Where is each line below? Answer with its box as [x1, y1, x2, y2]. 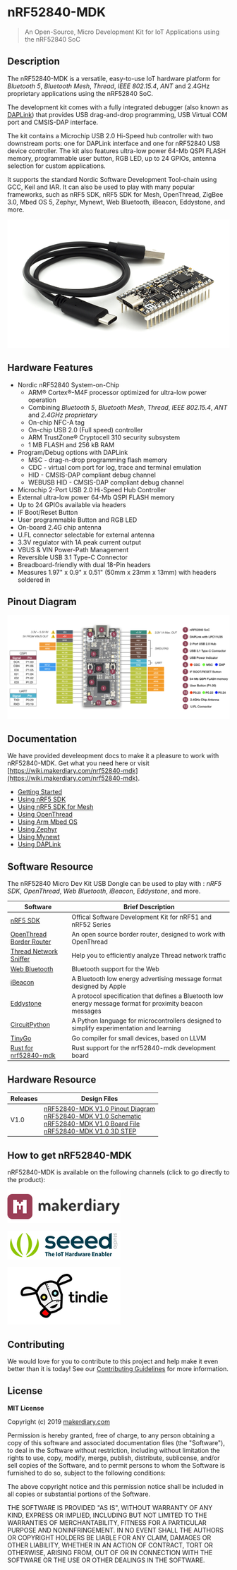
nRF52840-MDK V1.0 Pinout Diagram [43, 1105, 156, 1113]
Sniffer [10, 955, 30, 963]
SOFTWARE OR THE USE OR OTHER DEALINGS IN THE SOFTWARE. [7, 1556, 205, 1564]
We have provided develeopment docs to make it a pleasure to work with [7, 752, 219, 760]
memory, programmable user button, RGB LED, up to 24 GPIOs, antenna [7, 154, 217, 162]
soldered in [17, 576, 51, 584]
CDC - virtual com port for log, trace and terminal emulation [28, 463, 202, 471]
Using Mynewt [17, 833, 60, 841]
